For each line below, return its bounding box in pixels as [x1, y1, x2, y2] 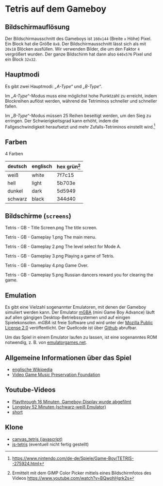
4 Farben [5, 151, 23, 157]
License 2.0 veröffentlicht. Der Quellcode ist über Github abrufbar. [5, 325, 137, 331]
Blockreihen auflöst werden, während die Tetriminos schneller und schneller [5, 98, 157, 104]
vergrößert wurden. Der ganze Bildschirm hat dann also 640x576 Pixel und [5, 51, 152, 57]
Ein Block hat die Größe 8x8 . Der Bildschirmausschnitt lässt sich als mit [5, 41, 147, 47]
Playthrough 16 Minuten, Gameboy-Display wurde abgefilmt [12, 398, 131, 405]
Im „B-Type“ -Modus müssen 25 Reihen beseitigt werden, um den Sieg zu [5, 112, 151, 118]
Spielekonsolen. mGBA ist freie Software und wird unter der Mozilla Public [5, 320, 153, 326]
